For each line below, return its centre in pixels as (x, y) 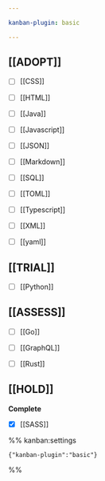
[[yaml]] (33, 242)
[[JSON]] (35, 146)
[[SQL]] (32, 178)
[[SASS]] (34, 424)
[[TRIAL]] (31, 268)
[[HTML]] (35, 98)
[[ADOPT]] (35, 62)
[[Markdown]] (43, 162)
